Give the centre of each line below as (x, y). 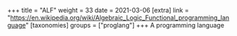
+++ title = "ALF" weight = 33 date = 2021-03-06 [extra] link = (98, 10)
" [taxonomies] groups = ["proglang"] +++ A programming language (125, 25)
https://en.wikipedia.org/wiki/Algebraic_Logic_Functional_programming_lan (120, 18)
